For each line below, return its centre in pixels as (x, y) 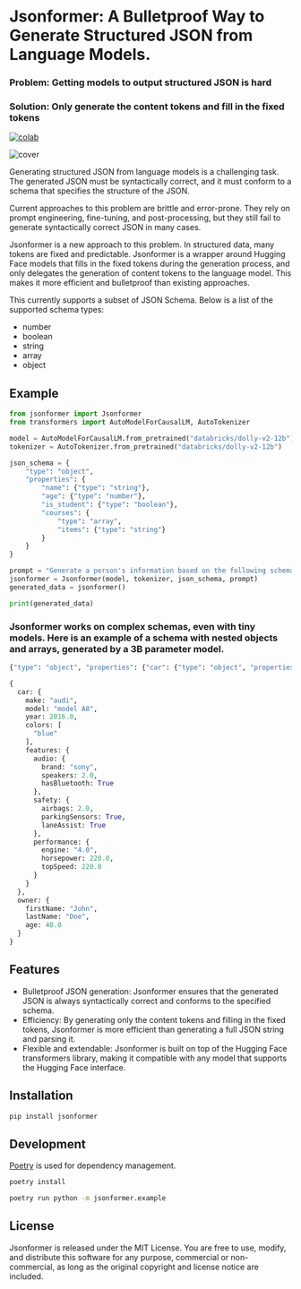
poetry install (38, 1182)
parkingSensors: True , (84, 817)
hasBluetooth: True (78, 784)
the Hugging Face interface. (74, 1067)
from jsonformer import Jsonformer (76, 414)
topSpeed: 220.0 (72, 867)
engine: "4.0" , (70, 850)
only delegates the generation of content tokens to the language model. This (150, 273)
